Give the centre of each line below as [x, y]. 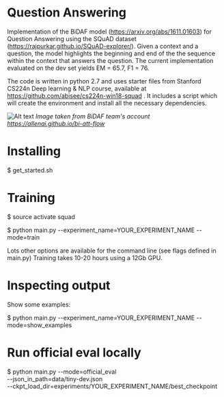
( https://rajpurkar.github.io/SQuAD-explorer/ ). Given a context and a [103, 46]
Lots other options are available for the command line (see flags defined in [112, 251]
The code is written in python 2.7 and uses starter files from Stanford [104, 81]
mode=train [24, 237]
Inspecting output [59, 285]
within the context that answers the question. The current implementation [110, 60]
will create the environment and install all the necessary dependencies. [107, 103]
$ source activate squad [41, 216]
